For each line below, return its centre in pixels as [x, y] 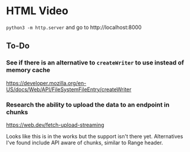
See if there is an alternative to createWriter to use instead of [95, 63]
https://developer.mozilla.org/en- [46, 83]
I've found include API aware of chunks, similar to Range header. [85, 143]
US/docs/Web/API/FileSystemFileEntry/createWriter [69, 89]
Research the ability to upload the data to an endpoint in [88, 105]
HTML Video [37, 11]
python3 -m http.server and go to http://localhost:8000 [74, 27]
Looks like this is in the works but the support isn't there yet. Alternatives [95, 136]
